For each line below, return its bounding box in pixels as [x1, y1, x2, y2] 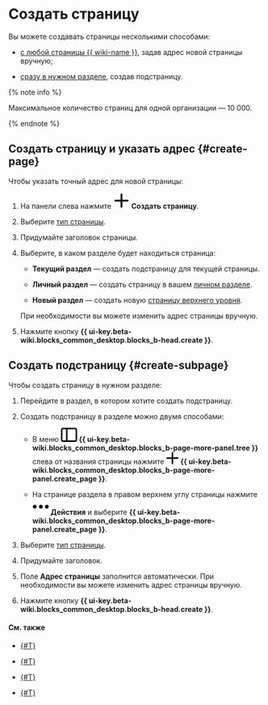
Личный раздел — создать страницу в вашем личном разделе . [31, 279, 253, 289]
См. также [8, 622, 46, 632]
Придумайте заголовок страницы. [19, 232, 139, 242]
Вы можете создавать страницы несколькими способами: [8, 32, 211, 41]
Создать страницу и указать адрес [8, 142, 195, 156]
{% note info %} [8, 87, 62, 97]
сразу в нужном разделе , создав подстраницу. [19, 71, 183, 81]
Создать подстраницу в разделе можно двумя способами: [19, 411, 224, 421]
